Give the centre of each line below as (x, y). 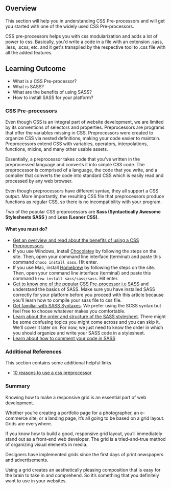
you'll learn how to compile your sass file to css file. (67, 300)
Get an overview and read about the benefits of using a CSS (76, 240)
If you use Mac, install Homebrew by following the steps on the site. (84, 268)
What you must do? (26, 229)
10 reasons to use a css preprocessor (52, 373)
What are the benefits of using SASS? (52, 92)
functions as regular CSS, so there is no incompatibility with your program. (84, 202)
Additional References (34, 352)
